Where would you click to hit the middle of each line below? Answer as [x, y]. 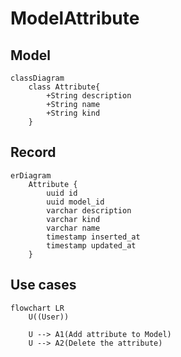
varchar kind [73, 219]
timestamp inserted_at [93, 237]
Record [33, 152]
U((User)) [49, 317]
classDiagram [37, 78]
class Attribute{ [64, 87]
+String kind [73, 113]
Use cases [43, 285]
